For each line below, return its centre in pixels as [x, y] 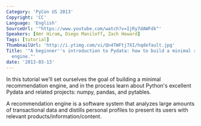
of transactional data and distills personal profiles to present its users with [97, 110]
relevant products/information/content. [54, 116]
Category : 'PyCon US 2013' [40, 12]
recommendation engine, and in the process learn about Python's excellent [99, 85]
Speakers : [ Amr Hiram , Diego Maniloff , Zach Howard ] [73, 34]
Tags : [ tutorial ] [28, 40]
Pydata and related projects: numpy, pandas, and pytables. [79, 92]
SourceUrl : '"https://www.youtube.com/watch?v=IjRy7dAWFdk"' [84, 28]
